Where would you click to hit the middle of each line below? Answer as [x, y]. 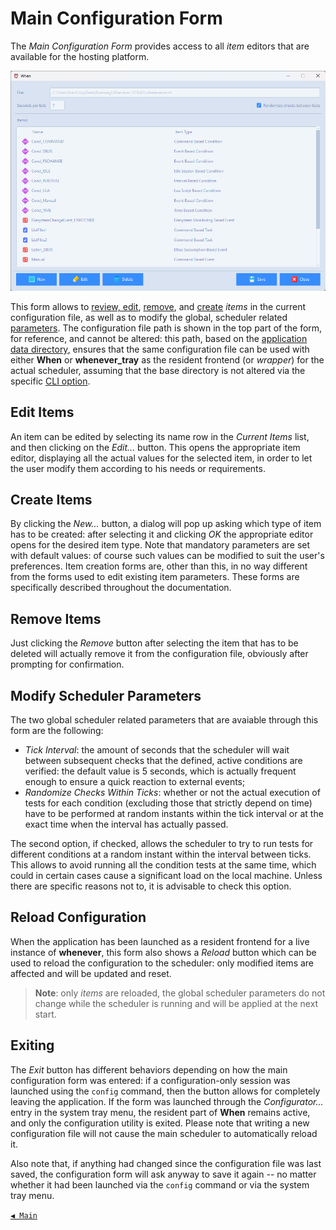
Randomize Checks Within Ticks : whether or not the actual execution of [172, 793]
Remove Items [56, 618]
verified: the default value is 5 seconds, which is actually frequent [160, 771]
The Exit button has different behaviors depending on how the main [149, 1069]
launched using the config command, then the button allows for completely [165, 1091]
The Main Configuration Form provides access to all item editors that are [160, 46]
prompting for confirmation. [67, 664]
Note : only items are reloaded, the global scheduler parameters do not [180, 993]
